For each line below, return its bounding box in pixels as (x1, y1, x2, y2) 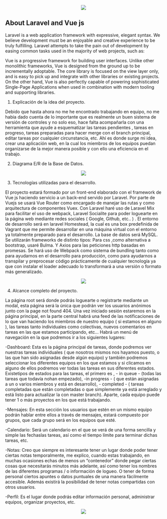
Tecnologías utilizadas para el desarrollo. (12, 179, 97, 185)
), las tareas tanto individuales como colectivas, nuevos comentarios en (5, 324, 152, 330)
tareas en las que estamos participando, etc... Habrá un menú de (5, 329, 138, 335)
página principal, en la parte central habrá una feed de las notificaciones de (5, 313, 160, 319)
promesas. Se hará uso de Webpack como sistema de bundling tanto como (5, 247, 159, 254)
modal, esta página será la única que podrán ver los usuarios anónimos (5, 302, 152, 308)
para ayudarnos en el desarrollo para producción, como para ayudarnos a (5, 253, 157, 259)
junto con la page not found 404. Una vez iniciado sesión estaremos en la (5, 308, 156, 314)
